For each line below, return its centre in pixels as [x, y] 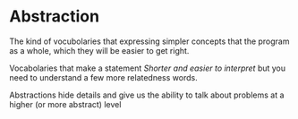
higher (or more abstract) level [65, 104]
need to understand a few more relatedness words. [104, 77]
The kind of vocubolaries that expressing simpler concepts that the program [149, 41]
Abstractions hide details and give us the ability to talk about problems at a [147, 95]
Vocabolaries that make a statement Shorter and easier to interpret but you [148, 68]
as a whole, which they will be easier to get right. [99, 50]
